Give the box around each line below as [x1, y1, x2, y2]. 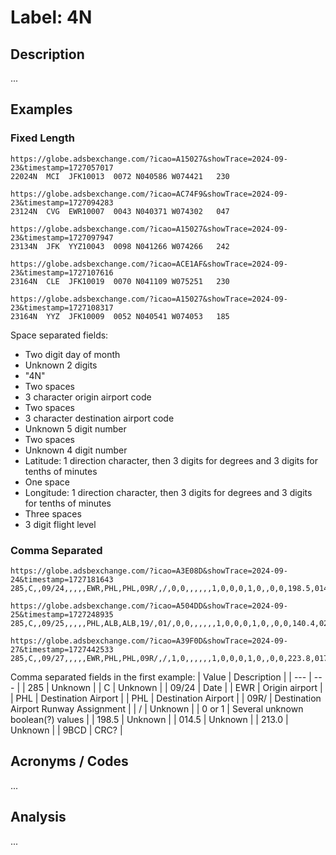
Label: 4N [10, 6, 93, 29]
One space [24, 476, 70, 488]
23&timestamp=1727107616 [10, 267, 114, 278]
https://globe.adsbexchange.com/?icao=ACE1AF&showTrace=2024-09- [10, 259, 288, 269]
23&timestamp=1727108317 [10, 302, 114, 313]
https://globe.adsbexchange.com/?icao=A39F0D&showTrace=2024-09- [10, 636, 288, 646]
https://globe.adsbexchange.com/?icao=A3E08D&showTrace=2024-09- [10, 566, 288, 576]
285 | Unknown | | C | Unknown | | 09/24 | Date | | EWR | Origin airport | [27, 681, 323, 693]
